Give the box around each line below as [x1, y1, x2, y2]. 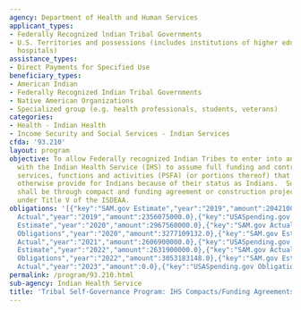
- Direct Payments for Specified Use [9, 63, 150, 72]
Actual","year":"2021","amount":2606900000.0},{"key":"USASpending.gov [17, 238, 291, 247]
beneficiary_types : [9, 71, 82, 80]
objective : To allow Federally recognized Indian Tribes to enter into [9, 154, 282, 163]
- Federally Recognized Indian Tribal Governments [9, 88, 202, 96]
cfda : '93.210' [9, 138, 66, 147]
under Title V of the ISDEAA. [17, 196, 130, 205]
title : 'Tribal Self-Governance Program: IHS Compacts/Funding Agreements [9, 287, 295, 296]
